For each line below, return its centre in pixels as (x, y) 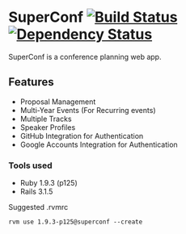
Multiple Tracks (46, 119)
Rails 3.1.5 (36, 192)
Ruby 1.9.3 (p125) (49, 183)
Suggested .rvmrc (38, 207)
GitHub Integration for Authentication (82, 136)
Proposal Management (58, 102)
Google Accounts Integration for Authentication (99, 144)
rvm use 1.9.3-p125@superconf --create (76, 222)
